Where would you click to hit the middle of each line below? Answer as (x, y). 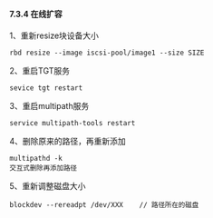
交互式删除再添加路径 (43, 168)
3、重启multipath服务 (49, 106)
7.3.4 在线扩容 (36, 14)
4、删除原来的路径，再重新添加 (68, 142)
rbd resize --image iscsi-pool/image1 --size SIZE (107, 53)
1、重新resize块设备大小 (54, 35)
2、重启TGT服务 (40, 71)
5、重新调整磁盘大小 (48, 186)
